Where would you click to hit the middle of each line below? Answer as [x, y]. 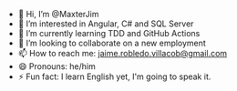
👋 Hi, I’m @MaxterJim [58, 14]
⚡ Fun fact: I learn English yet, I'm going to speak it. [114, 76]
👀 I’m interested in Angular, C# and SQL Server [106, 24]
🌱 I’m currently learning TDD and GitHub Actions [109, 33]
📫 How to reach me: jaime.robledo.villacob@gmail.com [123, 53]
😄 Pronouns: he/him [57, 66]
